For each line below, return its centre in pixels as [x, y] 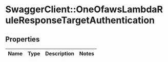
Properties [23, 39]
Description [60, 54]
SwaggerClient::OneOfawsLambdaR [84, 9]
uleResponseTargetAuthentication [80, 20]
